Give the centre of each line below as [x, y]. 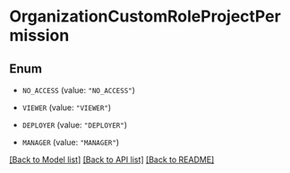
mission [39, 35]
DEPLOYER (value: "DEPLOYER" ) [75, 125]
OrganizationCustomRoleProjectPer [145, 17]
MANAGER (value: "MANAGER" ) [70, 142]
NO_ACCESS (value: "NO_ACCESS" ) [79, 90]
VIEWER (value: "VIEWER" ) [67, 108]
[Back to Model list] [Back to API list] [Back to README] [112, 160]
